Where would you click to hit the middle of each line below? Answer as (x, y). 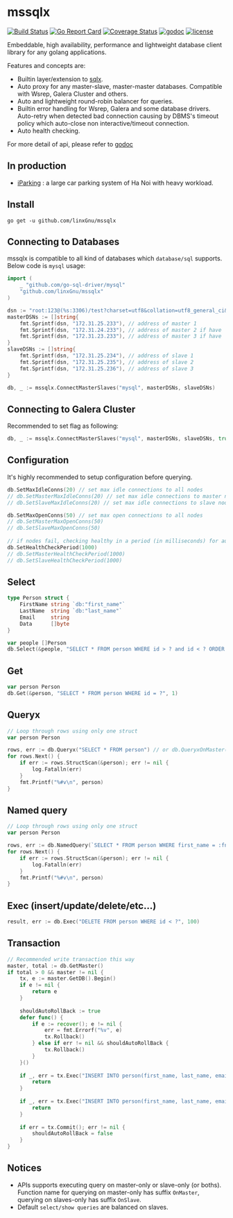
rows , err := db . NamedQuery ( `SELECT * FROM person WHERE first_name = (111, 845)
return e (45, 992)
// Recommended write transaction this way (71, 959)
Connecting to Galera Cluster (71, 409)
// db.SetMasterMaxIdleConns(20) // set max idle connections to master (114, 496)
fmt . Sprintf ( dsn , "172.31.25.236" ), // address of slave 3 (107, 369)
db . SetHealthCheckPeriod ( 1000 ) (52, 547)
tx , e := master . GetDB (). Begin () (68, 979)
